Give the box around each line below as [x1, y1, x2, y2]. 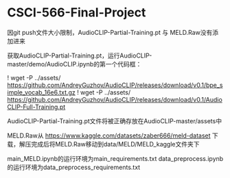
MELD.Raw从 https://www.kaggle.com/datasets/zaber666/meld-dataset [7, 131, 211, 140]
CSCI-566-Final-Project [7, 5, 146, 21]
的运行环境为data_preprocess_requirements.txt [7, 163, 141, 171]
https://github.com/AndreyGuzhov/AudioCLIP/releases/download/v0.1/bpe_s [7, 81, 223, 89]
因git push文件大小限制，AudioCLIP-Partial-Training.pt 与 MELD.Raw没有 [7, 28, 213, 36]
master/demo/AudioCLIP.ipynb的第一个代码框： [7, 60, 142, 68]
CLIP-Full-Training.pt [7, 103, 66, 111]
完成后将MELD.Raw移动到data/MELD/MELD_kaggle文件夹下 [30, 140, 200, 148]
